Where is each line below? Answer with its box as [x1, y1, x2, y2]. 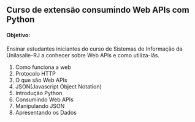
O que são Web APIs [15, 76, 67, 84]
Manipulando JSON [15, 102, 65, 109]
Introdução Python [15, 89, 63, 96]
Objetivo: [6, 31, 31, 38]
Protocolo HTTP [15, 70, 56, 77]
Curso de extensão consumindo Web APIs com [6, 5, 189, 15]
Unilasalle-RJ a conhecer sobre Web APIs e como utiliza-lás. [6, 51, 159, 59]
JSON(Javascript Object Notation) [15, 82, 102, 90]
